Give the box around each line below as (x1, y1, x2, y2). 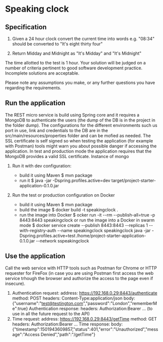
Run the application (5, 99, 66, 107)
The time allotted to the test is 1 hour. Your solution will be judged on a (5, 60, 146, 65)
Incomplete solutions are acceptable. (5, 70, 80, 76)
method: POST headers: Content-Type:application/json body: (12, 295, 135, 301)
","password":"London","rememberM (82, 300, 157, 306)
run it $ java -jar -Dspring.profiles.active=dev (19, 177, 111, 183)
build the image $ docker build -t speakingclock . (19, 206, 119, 213)
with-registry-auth (19, 227, 57, 233)
